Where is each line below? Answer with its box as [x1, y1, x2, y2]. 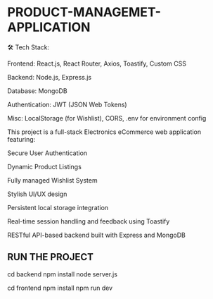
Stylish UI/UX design [7, 190, 67, 198]
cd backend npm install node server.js [7, 269, 118, 279]
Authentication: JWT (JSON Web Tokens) [7, 100, 128, 109]
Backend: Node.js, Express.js [7, 73, 92, 81]
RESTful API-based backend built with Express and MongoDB [7, 231, 186, 239]
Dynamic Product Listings [7, 162, 82, 171]
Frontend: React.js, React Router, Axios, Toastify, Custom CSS [7, 59, 186, 68]
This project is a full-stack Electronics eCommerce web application [7, 128, 202, 136]
